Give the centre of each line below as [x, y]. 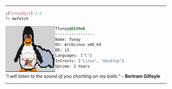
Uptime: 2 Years [73, 66]
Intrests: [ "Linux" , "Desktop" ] [90, 61]
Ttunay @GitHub [70, 29]
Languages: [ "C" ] [74, 56]
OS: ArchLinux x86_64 [78, 45]
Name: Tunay [68, 39]
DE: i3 [62, 50]
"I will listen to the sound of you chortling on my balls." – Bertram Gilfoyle [83, 76]
